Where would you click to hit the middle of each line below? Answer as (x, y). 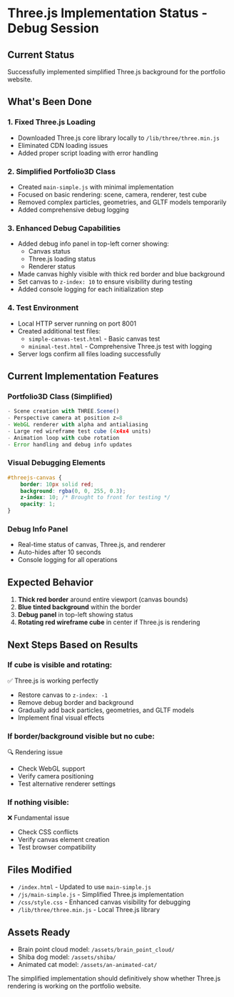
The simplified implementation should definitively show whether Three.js (114, 978)
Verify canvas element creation (63, 840)
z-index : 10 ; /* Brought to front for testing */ (96, 498)
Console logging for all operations (67, 560)
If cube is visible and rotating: (60, 665)
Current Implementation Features (83, 376)
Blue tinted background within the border (79, 607)
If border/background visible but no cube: (81, 736)
